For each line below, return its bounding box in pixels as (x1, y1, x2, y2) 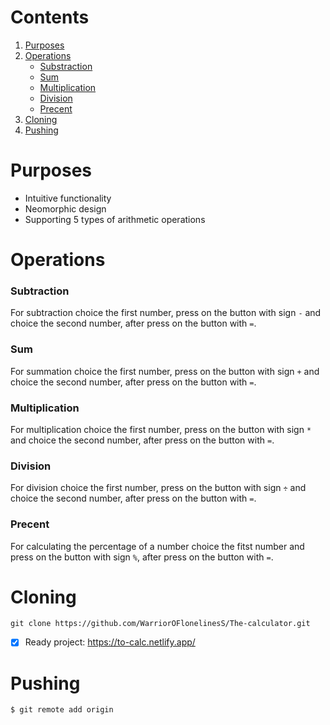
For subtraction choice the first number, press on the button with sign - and (10, 307, 322, 319)
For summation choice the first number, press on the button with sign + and (10, 365, 320, 377)
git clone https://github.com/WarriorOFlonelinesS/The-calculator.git (10, 619, 311, 629)
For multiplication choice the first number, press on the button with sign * (10, 423, 312, 435)
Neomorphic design (24, 202, 107, 215)
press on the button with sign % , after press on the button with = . (10, 551, 274, 563)
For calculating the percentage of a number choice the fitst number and (10, 540, 305, 552)
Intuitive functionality (24, 192, 112, 204)
